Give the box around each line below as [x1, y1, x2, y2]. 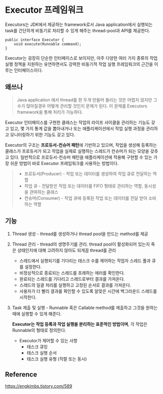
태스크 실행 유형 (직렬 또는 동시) [26, 356, 87, 362]
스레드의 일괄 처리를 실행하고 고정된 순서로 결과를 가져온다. [19, 282, 131, 288]
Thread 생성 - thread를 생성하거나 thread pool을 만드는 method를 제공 [12, 230, 148, 237]
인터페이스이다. [14, 67, 43, 73]
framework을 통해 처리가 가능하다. [17, 109, 83, 115]
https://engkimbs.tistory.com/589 [5, 383, 72, 389]
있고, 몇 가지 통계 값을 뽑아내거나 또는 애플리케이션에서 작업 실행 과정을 [10, 125, 145, 131]
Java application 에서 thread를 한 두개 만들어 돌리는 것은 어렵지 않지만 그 [17, 97, 157, 103]
